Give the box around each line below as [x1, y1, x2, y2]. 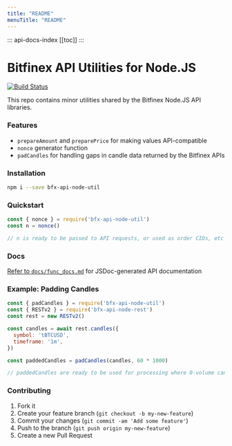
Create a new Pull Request [17, 431, 93, 439]
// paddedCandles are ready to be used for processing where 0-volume [7, 369, 215, 377]
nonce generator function [17, 143, 88, 152]
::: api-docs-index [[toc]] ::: [7, 35, 84, 44]
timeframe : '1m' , [13, 338, 64, 345]
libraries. [7, 103, 32, 111]
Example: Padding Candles [7, 284, 99, 294]
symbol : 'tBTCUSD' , [13, 331, 70, 339]
